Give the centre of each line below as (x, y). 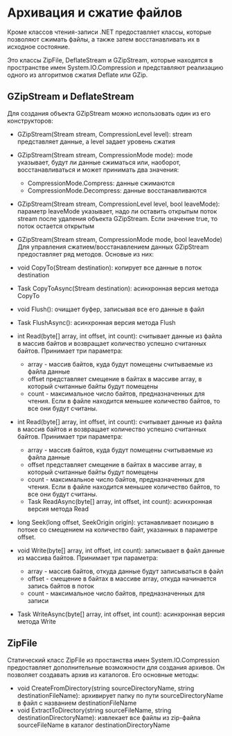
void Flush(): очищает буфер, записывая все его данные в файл (111, 309)
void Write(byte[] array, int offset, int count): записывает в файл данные (121, 550)
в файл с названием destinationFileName (77, 703)
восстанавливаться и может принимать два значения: (98, 169)
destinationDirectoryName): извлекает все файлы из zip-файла (109, 717)
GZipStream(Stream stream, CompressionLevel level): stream (105, 134)
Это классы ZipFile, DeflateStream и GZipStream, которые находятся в (110, 60)
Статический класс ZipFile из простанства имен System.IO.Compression (113, 660)
